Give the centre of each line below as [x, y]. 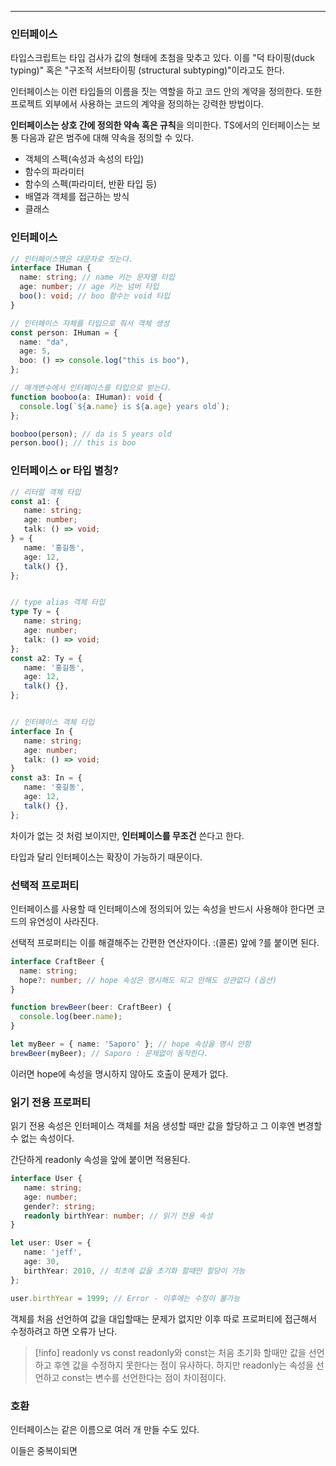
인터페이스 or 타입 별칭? [64, 471]
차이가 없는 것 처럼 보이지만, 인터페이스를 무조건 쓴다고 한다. [127, 835]
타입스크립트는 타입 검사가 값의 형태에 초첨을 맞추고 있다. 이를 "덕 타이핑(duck [162, 58]
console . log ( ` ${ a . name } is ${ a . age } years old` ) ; [124, 406]
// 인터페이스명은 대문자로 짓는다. [72, 259]
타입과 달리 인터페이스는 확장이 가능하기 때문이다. [106, 857]
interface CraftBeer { [57, 961]
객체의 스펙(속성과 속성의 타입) [84, 159]
